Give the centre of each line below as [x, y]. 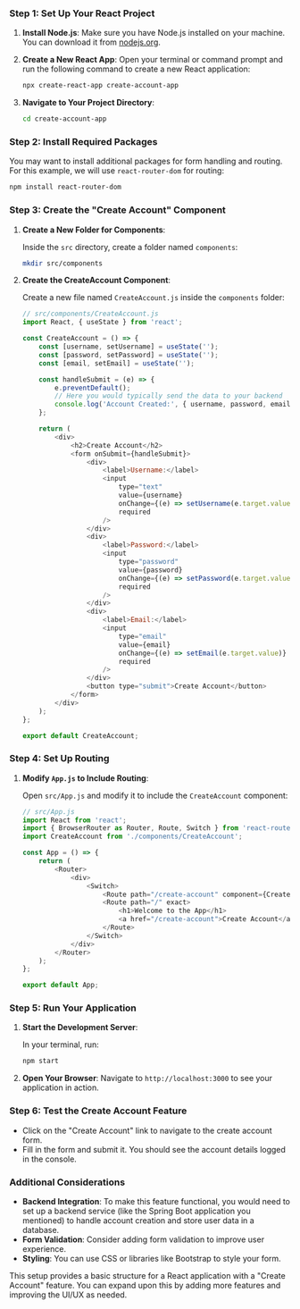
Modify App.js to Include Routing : [85, 778]
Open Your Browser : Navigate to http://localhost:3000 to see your [147, 1078]
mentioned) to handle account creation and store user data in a [138, 1220]
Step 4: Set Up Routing [59, 759]
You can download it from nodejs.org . [91, 42]
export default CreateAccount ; [80, 735]
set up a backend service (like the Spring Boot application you [137, 1211]
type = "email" [142, 636]
